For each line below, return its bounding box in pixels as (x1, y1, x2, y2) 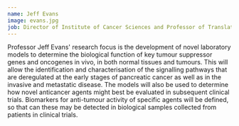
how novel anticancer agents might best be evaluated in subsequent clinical (7, 88, 230, 96)
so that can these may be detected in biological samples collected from (7, 103, 217, 112)
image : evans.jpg (7, 17, 59, 24)
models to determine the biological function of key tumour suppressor (7, 50, 213, 59)
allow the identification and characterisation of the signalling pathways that (7, 65, 228, 74)
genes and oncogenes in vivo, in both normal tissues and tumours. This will (7, 58, 228, 67)
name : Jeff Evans (7, 10, 59, 18)
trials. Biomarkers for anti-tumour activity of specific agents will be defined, (7, 96, 229, 104)
